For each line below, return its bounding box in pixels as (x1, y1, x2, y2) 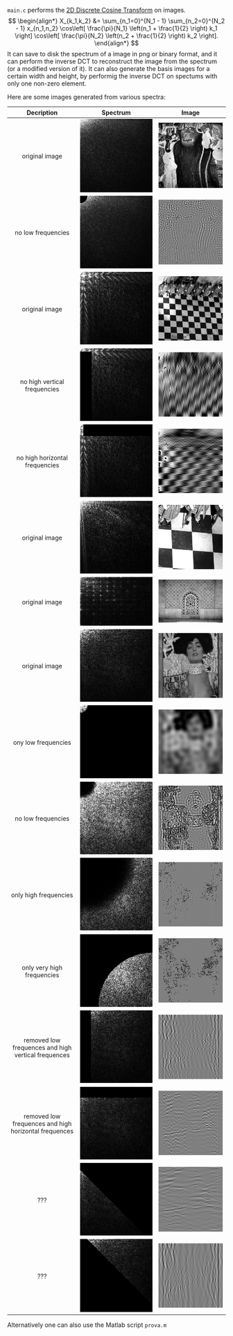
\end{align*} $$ (94, 39, 139, 47)
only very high (21, 963, 62, 972)
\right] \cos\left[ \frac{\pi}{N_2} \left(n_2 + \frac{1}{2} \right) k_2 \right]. (15, 31, 218, 40)
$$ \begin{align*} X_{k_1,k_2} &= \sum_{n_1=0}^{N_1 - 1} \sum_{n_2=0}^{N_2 (8, 17, 225, 25)
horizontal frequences (10, 1127, 74, 1136)
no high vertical (19, 377, 64, 385)
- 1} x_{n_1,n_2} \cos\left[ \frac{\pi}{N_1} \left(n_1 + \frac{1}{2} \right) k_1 (15, 24, 218, 32)
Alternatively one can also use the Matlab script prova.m (7, 1321, 167, 1329)
